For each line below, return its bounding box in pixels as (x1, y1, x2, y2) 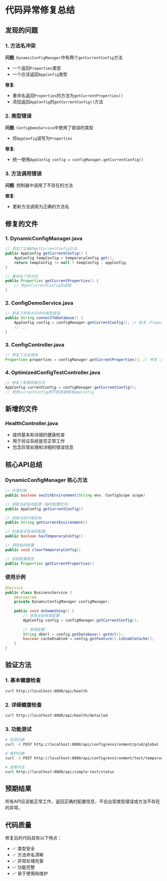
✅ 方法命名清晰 (12, 852, 44, 858)
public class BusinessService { (5, 590, 72, 595)
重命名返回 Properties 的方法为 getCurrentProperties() (12, 92, 123, 98)
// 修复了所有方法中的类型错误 (5, 311, 61, 316)
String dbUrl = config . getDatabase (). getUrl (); (23, 632, 123, 637)
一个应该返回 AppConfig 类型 (12, 71, 68, 77)
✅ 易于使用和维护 (12, 871, 48, 876)
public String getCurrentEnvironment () (5, 520, 88, 525)
